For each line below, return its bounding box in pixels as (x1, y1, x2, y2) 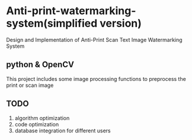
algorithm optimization (14, 114, 70, 122)
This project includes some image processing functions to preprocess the (6, 75, 187, 82)
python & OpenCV (6, 60, 74, 70)
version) (100, 17, 142, 30)
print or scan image (6, 82, 54, 89)
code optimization (14, 121, 59, 128)
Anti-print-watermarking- (6, 4, 136, 18)
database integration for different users (14, 127, 111, 134)
